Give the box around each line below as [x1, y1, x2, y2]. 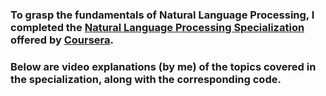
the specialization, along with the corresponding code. [10, 72, 282, 86]
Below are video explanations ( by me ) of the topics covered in [10, 59, 317, 73]
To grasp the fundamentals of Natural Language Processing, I [10, 8, 315, 22]
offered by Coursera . [10, 33, 114, 47]
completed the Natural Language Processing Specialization [10, 20, 305, 34]
